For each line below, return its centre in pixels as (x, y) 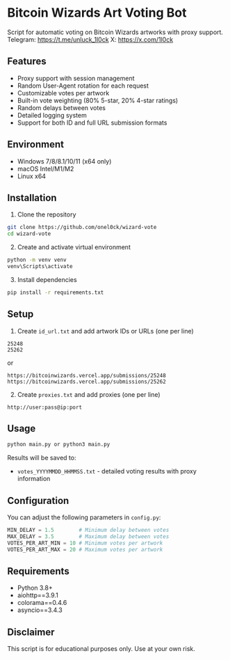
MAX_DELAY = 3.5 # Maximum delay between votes (88, 536)
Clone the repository (47, 214)
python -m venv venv (37, 260)
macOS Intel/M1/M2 (46, 168)
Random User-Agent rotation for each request (83, 86)
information (34, 479)
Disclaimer (31, 632)
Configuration (38, 500)
